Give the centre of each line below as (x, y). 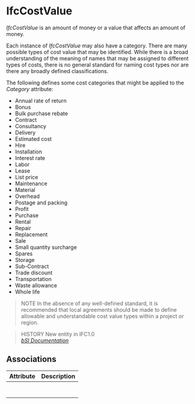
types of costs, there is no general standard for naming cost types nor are (97, 65)
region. (30, 322)
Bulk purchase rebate (41, 113)
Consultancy (31, 126)
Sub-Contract (32, 266)
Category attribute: (30, 89)
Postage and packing (41, 203)
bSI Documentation (45, 340)
